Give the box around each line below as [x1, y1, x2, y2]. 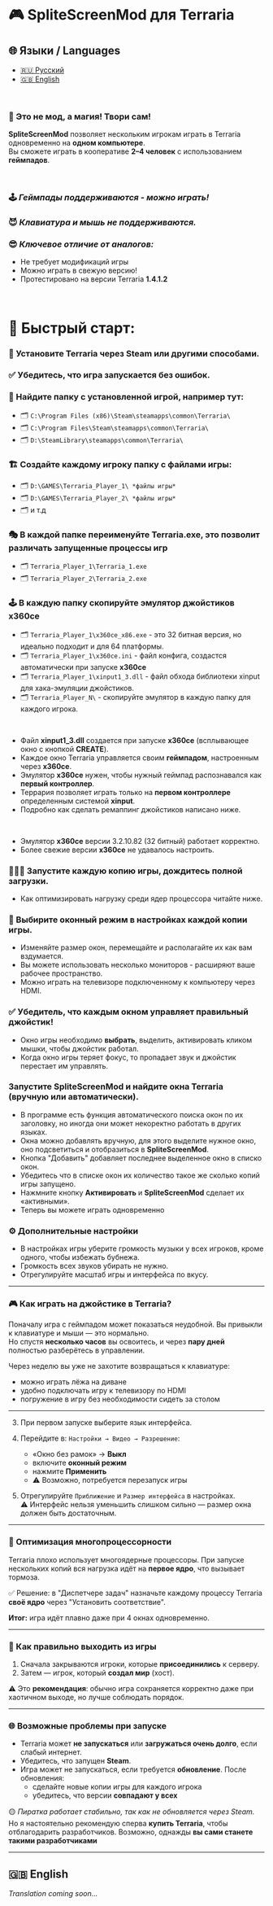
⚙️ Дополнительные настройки [8, 1225, 139, 1236]
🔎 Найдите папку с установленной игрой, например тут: [8, 391, 245, 403]
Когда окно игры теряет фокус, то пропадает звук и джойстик [19, 1052, 237, 1062]
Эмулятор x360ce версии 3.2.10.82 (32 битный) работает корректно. [19, 836, 260, 846]
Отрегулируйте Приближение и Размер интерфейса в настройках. [19, 1491, 236, 1501]
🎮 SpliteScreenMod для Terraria [8, 6, 235, 24]
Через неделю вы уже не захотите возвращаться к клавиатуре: [8, 1362, 230, 1371]
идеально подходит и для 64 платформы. [19, 641, 164, 651]
